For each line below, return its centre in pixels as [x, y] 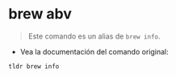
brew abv [40, 14]
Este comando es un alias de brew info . [94, 36]
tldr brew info [34, 66]
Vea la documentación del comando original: [94, 51]
